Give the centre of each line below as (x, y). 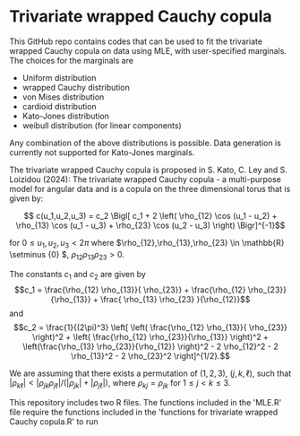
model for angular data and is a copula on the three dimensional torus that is (150, 188)
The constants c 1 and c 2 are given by (77, 275)
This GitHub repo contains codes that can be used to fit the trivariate (136, 41)
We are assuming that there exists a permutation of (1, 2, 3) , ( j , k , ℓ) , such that (150, 373)
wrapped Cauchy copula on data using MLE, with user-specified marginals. (148, 50)
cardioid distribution (59, 106)
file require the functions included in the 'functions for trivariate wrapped (144, 412)
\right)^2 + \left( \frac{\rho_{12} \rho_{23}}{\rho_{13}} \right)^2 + (150, 337)
